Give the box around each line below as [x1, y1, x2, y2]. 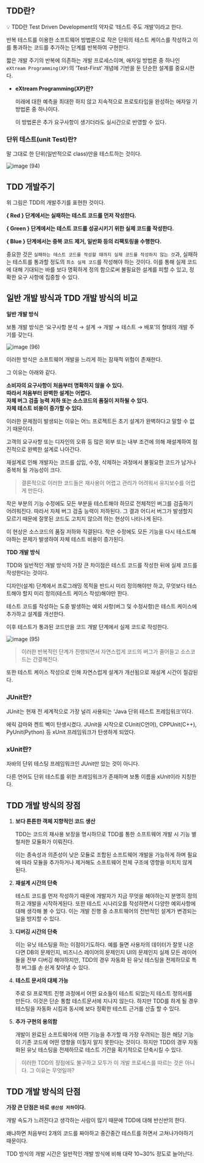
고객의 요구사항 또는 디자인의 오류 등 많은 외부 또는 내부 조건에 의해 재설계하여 [6, 438, 192, 445]
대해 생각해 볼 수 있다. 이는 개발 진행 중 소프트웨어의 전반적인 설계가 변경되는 [15, 908, 197, 915]
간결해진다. [32, 655, 59, 663]
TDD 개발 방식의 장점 [6, 800, 81, 811]
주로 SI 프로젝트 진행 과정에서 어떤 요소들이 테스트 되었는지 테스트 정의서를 [15, 990, 193, 997]
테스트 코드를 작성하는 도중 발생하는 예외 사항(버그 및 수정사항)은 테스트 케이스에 [6, 602, 197, 610]
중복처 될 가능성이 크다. [6, 466, 62, 474]
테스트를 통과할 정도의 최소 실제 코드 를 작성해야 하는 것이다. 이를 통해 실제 [12, 258, 186, 265]
